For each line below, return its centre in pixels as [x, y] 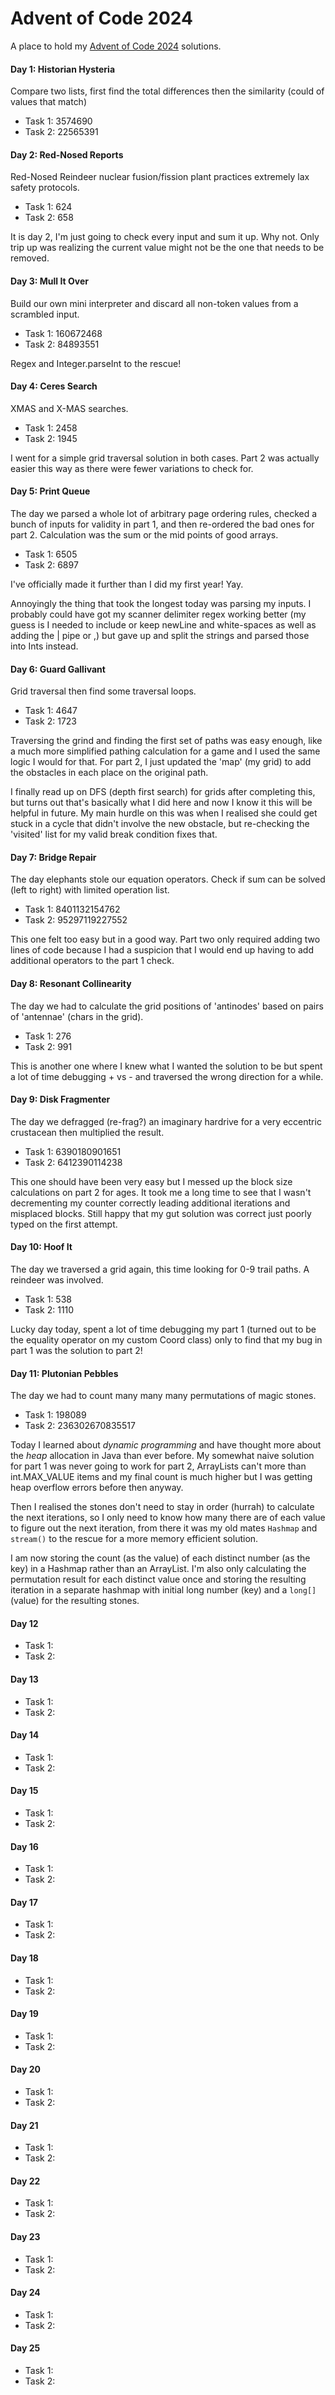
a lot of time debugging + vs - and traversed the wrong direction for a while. [167, 1076]
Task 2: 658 [49, 218]
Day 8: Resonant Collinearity [71, 983]
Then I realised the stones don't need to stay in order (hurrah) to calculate [162, 1507]
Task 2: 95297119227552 [76, 920]
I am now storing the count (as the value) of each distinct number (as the [160, 1558]
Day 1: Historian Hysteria [63, 69]
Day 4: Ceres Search [54, 386]
